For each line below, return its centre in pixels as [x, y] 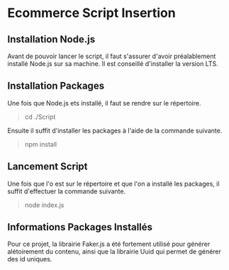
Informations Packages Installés [80, 227]
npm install [41, 144]
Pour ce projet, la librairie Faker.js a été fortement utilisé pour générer [109, 244]
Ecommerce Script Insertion [91, 13]
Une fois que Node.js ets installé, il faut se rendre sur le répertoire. [104, 103]
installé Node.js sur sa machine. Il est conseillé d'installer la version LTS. [113, 64]
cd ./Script [40, 117]
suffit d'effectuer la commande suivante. [67, 191]
